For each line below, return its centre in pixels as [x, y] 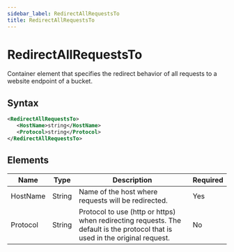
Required [208, 180]
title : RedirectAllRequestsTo [51, 20]
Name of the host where [118, 191]
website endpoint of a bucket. [50, 81]
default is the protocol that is [126, 229]
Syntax [23, 103]
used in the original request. [125, 237]
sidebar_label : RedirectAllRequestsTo [63, 14]
